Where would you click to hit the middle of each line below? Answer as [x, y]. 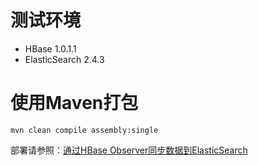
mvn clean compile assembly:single [84, 130]
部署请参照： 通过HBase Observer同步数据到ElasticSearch [129, 150]
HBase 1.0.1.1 [50, 48]
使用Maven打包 [74, 103]
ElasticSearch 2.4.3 [64, 59]
